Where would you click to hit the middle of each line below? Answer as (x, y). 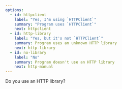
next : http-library (35, 48)
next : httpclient (33, 29)
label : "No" (27, 57)
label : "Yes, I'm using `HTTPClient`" (55, 19)
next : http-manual (34, 67)
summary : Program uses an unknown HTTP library (66, 43)
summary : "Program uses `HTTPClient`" (55, 24)
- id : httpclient (28, 15)
